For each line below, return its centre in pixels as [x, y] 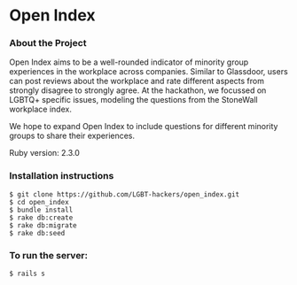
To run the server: [49, 255]
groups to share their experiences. [72, 136]
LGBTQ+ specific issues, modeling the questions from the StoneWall [134, 100]
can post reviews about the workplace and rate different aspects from [137, 81]
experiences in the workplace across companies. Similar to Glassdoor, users [148, 72]
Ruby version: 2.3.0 [44, 153]
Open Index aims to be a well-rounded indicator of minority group [129, 62]
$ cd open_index [39, 202]
